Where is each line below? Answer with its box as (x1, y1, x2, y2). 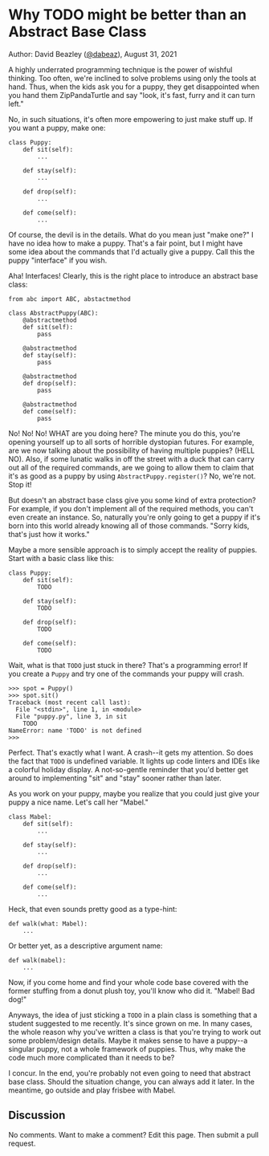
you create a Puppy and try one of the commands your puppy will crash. (8, 669, 245, 678)
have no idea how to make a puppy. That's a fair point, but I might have (8, 238, 243, 248)
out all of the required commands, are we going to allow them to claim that (8, 462, 255, 472)
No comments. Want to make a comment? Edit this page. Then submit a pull (8, 1130, 259, 1139)
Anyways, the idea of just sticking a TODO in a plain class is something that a (8, 1010, 258, 1020)
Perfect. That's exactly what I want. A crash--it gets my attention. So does (8, 747, 254, 757)
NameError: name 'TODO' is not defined (8, 727, 142, 735)
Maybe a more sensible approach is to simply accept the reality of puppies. (8, 544, 258, 555)
